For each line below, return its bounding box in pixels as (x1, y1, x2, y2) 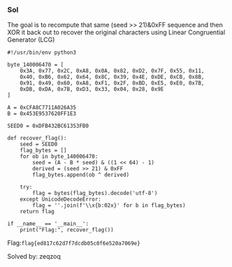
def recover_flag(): (7, 135, 68, 142)
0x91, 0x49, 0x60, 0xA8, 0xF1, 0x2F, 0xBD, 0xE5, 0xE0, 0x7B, (20, 80, 205, 87)
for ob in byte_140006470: (20, 153, 99, 160)
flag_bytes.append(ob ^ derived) (32, 171, 130, 179)
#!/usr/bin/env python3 (7, 49, 77, 57)
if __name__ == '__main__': (7, 220, 89, 228)
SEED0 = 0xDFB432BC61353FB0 (7, 122, 89, 130)
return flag (20, 208, 55, 215)
